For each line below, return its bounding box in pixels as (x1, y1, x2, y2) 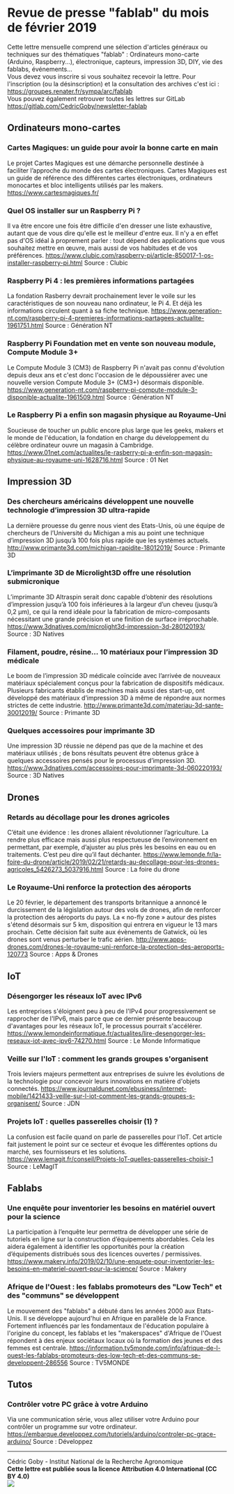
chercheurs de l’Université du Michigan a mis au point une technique (7, 528, 205, 537)
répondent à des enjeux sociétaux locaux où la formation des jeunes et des (7, 1336, 223, 1344)
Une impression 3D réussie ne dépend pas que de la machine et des (7, 741, 203, 750)
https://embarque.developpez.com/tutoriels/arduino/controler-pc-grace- (7, 1430, 217, 1438)
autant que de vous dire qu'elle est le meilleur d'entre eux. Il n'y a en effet (7, 228, 219, 237)
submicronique (7, 576, 60, 586)
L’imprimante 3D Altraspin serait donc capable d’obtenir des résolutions (7, 592, 213, 601)
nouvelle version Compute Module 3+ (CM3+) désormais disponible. (7, 378, 204, 386)
